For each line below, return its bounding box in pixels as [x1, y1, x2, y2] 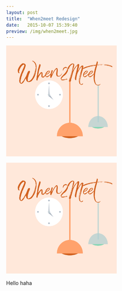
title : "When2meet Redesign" [6, 15, 81, 22]
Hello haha [6, 280, 32, 287]
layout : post [6, 9, 38, 15]
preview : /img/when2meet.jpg [6, 28, 78, 34]
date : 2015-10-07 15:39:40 [6, 22, 78, 28]
